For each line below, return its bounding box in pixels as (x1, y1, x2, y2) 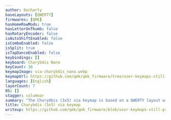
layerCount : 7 (5, 83, 36, 88)
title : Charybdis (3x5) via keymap (5, 103, 81, 108)
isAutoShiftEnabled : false (5, 36, 63, 41)
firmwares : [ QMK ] (5, 17, 42, 22)
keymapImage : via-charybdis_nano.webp (5, 69, 88, 75)
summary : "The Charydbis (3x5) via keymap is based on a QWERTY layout (5, 98, 160, 103)
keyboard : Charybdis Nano (5, 60, 60, 65)
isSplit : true (5, 45, 36, 51)
